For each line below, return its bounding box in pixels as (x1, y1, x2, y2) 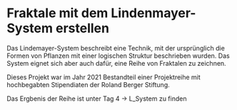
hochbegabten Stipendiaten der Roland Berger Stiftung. (6, 80, 171, 89)
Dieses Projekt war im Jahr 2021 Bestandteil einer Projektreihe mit (6, 73, 201, 81)
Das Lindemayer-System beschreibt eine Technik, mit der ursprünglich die (6, 44, 226, 52)
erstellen (55, 20, 110, 36)
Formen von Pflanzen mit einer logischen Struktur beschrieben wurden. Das (6, 51, 230, 60)
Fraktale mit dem (6, 5, 109, 21)
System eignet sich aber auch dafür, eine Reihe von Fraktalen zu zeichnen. (6, 59, 226, 67)
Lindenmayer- (111, 5, 196, 21)
